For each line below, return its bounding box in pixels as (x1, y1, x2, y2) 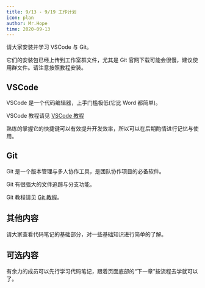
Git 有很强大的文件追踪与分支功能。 (6, 181, 96, 188)
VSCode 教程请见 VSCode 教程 (6, 112, 84, 120)
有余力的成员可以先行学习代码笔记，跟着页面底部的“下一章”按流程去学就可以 (6, 267, 198, 275)
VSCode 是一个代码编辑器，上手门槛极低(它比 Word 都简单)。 (6, 99, 162, 107)
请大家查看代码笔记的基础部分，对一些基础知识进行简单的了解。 (6, 230, 167, 238)
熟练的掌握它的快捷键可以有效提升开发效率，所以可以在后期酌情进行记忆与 (6, 125, 193, 132)
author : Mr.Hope (6, 20, 48, 26)
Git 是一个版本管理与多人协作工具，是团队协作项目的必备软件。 (6, 167, 165, 175)
